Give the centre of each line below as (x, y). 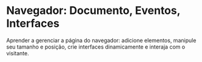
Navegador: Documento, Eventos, (93, 11)
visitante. (18, 53)
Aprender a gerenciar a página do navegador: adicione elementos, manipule (101, 40)
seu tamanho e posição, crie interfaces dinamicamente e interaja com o (96, 47)
